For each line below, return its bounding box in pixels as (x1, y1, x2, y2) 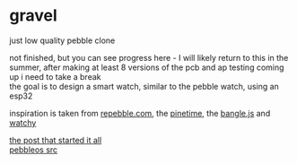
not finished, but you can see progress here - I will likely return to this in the (9, 52, 289, 63)
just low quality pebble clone (9, 35, 116, 46)
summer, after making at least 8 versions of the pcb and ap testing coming (9, 62, 284, 73)
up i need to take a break (9, 71, 101, 82)
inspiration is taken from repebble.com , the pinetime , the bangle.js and (9, 108, 271, 118)
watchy (9, 117, 37, 128)
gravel (9, 5, 58, 26)
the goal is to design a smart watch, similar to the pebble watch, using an (9, 81, 280, 91)
